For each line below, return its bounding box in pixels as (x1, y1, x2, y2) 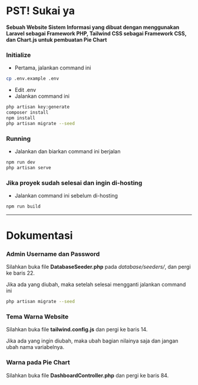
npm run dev (6, 159, 35, 165)
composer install (6, 109, 49, 116)
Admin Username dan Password (6, 249, 100, 258)
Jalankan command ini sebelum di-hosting (14, 192, 118, 199)
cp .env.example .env (6, 75, 60, 82)
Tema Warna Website (6, 312, 69, 321)
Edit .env (14, 87, 37, 94)
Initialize (6, 51, 31, 59)
